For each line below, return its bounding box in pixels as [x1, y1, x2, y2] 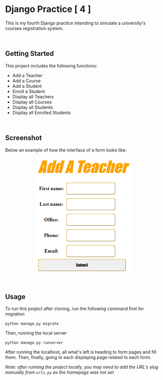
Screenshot [5, 134, 42, 142]
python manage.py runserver [5, 341, 64, 346]
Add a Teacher [12, 72, 43, 78]
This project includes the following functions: [5, 62, 97, 68]
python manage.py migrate [5, 321, 59, 327]
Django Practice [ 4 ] [5, 3, 91, 15]
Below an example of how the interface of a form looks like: [5, 147, 127, 153]
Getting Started [5, 49, 54, 58]
